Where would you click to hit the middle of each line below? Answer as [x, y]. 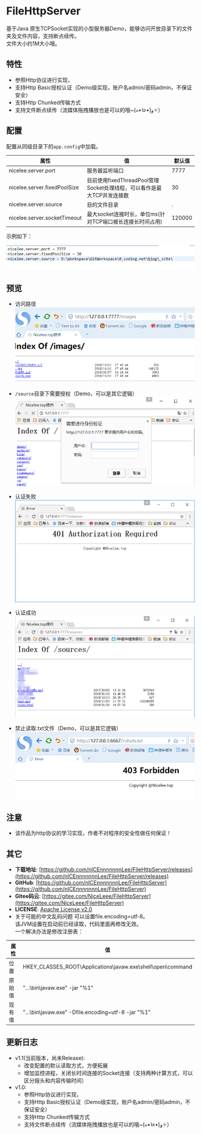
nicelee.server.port [32, 170]
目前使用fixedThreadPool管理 [123, 180]
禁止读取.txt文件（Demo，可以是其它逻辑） [68, 728]
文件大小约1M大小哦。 [33, 43]
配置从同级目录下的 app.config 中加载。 [54, 146]
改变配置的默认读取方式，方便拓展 [66, 1065]
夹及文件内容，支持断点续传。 [43, 36]
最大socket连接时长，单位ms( [123, 214]
